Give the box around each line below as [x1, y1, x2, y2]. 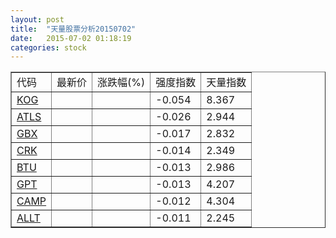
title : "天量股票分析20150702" [10, 24, 137, 34]
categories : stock [10, 42, 87, 53]
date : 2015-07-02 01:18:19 [10, 33, 132, 43]
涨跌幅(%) [97, 76, 146, 90]
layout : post [10, 14, 65, 25]
